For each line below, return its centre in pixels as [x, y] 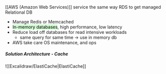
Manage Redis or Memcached [43, 22]
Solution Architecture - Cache [37, 54]
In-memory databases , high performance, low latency [67, 27]
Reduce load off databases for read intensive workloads [70, 32]
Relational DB [19, 12]
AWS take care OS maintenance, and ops [54, 43]
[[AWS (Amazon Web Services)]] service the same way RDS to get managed [83, 7]
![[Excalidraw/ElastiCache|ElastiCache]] [46, 66]
